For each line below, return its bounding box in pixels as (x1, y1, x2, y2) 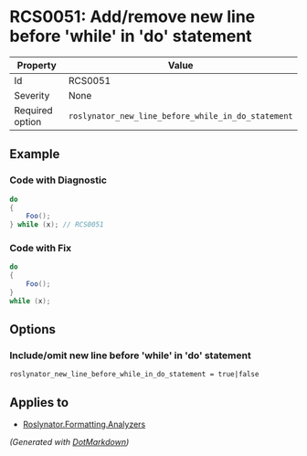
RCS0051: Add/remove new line (9, 6, 256, 27)
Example (9, 146, 60, 162)
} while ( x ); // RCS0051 (9, 220, 104, 229)
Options (9, 322, 57, 337)
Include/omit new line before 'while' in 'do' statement (9, 349, 251, 362)
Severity (14, 89, 50, 101)
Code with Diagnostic (9, 174, 108, 186)
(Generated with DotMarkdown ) (9, 437, 130, 448)
